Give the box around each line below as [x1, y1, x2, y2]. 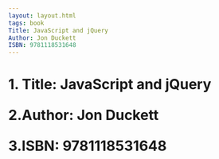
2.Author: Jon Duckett [8, 107, 159, 124]
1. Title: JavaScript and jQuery [8, 76, 212, 94]
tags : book [8, 19, 45, 27]
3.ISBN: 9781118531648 [8, 137, 167, 155]
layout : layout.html [8, 11, 77, 20]
